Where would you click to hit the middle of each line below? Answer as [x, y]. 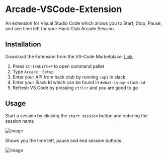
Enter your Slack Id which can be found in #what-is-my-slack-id [79, 82]
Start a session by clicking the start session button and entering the [77, 115]
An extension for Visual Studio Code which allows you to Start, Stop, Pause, [84, 23]
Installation [23, 45]
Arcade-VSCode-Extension [64, 9]
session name [20, 121]
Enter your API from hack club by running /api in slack [69, 77]
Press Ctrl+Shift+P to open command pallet [58, 66]
